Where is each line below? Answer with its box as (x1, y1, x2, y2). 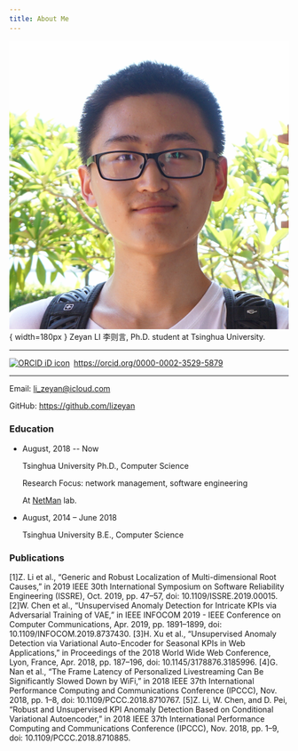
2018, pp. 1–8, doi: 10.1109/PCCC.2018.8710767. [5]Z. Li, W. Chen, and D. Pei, (9, 694, 288, 705)
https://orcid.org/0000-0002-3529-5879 (74, 358, 223, 368)
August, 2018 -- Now (21, 443, 99, 454)
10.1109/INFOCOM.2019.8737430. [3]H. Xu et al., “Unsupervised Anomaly (9, 628, 277, 639)
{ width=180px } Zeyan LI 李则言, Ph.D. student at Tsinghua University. (9, 332, 266, 343)
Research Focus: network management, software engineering (21, 477, 248, 489)
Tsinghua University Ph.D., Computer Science (21, 460, 189, 471)
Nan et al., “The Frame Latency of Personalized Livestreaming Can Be (9, 666, 264, 676)
